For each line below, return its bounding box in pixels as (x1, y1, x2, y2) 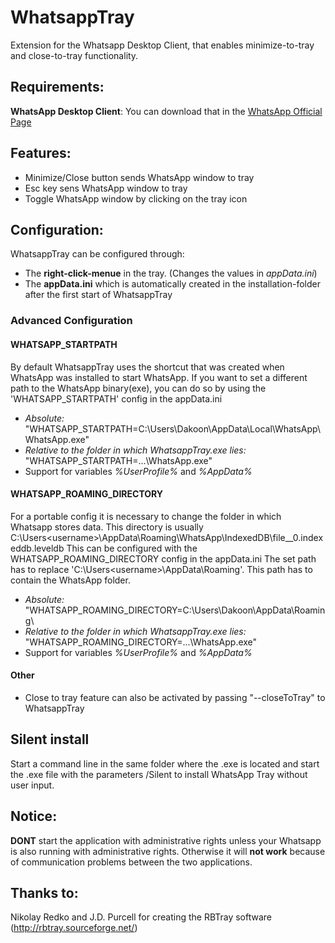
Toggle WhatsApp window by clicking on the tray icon (24, 192, 248, 205)
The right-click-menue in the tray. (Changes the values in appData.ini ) (24, 267, 318, 280)
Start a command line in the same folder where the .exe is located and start (10, 757, 320, 770)
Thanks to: (10, 884, 79, 901)
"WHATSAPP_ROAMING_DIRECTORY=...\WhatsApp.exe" (24, 636, 258, 648)
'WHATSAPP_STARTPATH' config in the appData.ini (10, 392, 223, 405)
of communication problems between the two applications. (10, 856, 253, 868)
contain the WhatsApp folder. (10, 574, 131, 586)
